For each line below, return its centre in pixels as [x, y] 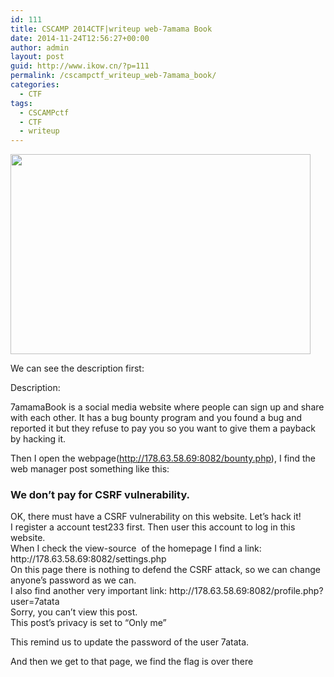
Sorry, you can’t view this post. [74, 612]
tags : [21, 103]
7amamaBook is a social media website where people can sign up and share [167, 407]
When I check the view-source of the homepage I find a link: [136, 548]
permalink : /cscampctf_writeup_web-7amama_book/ [113, 76]
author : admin [40, 47]
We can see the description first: [77, 368]
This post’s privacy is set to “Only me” [88, 623]
